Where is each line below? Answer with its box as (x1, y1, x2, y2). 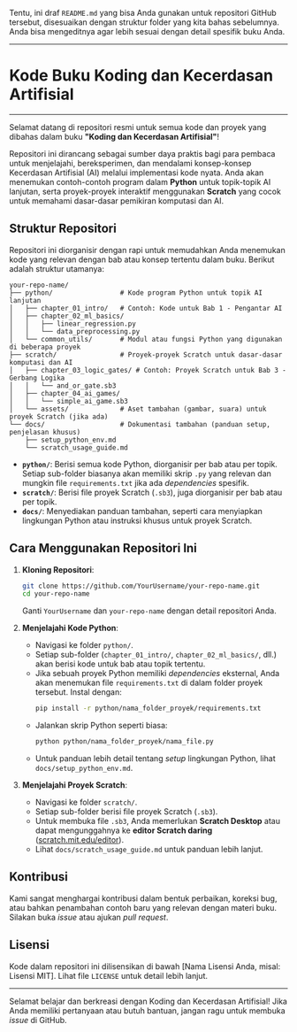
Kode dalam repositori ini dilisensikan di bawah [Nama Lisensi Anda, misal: (9, 960, 281, 972)
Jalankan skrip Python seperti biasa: (34, 720, 168, 731)
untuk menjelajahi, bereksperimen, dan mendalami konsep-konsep (9, 158, 252, 168)
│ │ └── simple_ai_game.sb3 (9, 397, 128, 405)
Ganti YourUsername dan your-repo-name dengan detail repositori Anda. (21, 605, 277, 616)
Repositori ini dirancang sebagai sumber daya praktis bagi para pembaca (9, 148, 276, 158)
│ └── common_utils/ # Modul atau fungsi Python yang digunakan (9, 335, 283, 343)
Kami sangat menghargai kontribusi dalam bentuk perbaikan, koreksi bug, (9, 893, 278, 904)
